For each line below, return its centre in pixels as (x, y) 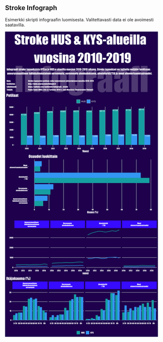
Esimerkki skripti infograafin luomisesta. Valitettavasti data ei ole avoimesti (79, 19)
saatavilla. (15, 25)
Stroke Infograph (31, 8)
